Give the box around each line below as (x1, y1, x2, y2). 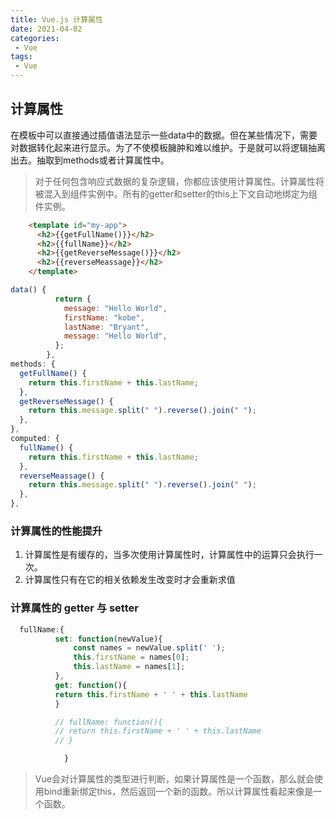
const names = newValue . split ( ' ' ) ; (73, 643, 226, 653)
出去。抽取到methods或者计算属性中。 (10, 154, 170, 166)
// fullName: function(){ (54, 717, 163, 727)
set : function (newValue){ (54, 634, 163, 644)
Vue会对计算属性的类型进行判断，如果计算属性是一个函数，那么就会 (34, 773, 315, 785)
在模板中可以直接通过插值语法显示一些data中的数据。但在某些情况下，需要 (10, 129, 318, 141)
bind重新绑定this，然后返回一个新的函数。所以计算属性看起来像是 (43, 786, 314, 798)
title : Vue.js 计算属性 (10, 14, 103, 25)
